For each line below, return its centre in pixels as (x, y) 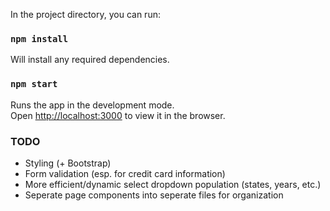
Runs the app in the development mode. (92, 105)
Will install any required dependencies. (90, 60)
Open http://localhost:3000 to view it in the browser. (118, 115)
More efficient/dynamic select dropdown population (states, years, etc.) (173, 184)
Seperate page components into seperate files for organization (154, 195)
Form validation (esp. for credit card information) (125, 173)
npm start (34, 84)
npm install (39, 38)
